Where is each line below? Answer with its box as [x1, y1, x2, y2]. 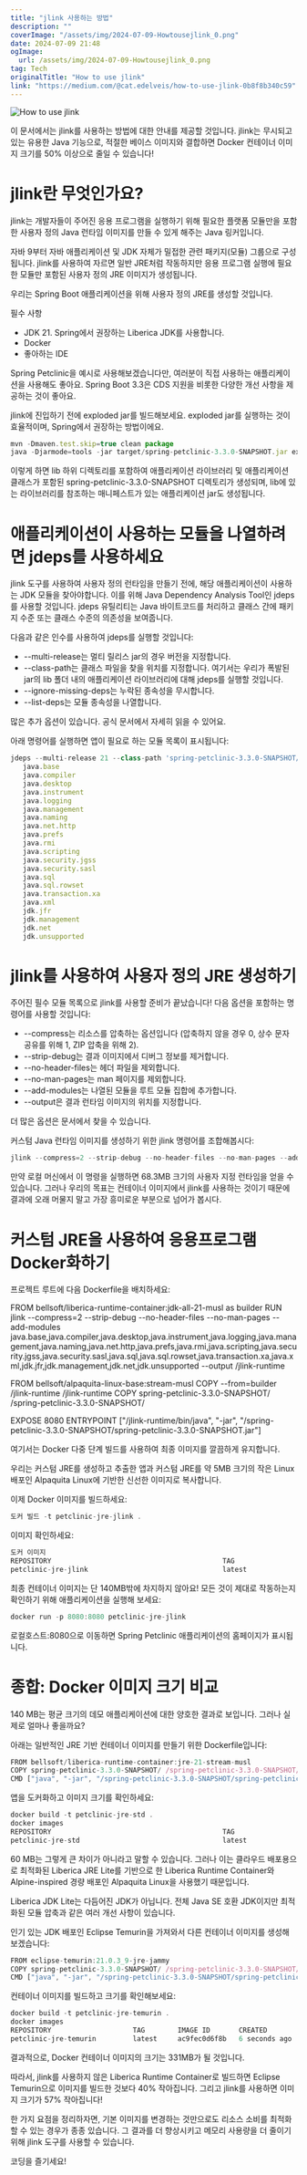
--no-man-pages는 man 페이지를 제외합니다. [23, 1074, 187, 1085]
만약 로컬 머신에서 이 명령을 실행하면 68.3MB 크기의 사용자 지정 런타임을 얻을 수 [10, 1171, 294, 1182]
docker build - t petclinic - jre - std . [10, 1810, 154, 1820]
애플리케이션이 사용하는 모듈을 [10, 524, 224, 544]
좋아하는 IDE [23, 348, 69, 359]
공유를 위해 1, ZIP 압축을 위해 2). [23, 1039, 139, 1050]
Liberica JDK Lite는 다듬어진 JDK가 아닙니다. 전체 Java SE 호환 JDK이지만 [10, 1895, 279, 1907]
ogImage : [10, 47, 44, 57]
